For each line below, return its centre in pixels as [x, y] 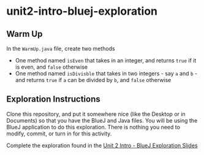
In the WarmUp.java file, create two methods [61, 48]
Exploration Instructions [54, 99]
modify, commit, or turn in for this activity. [59, 134]
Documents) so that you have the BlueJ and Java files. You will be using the [102, 120]
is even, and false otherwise [51, 67]
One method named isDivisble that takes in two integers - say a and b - [106, 74]
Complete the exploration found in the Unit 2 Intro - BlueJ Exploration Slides [102, 145]
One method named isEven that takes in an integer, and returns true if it [106, 60]
